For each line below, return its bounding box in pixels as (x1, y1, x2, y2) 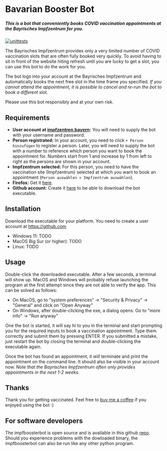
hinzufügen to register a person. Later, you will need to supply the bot (12, 142, 155, 148)
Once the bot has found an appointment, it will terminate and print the (5, 353, 148, 359)
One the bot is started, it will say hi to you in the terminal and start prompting (5, 322, 163, 328)
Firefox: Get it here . (12, 180, 53, 186)
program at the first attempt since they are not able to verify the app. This (5, 282, 156, 288)
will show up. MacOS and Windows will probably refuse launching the (5, 276, 149, 282)
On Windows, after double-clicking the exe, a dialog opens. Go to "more (12, 307, 161, 313)
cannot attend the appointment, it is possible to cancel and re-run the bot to (5, 84, 162, 90)
